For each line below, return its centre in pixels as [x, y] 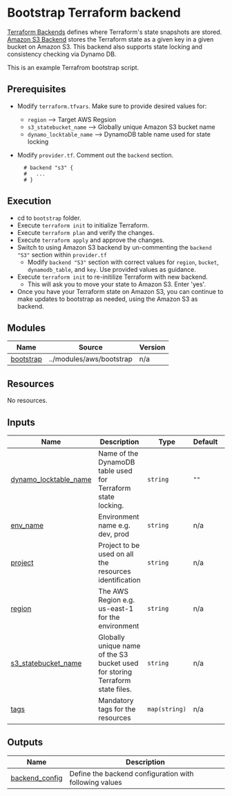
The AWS [114, 591]
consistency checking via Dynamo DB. [62, 54]
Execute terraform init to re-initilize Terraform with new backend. [113, 277]
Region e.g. [117, 600]
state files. [115, 689]
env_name [27, 525]
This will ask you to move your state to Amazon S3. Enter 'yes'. [116, 284]
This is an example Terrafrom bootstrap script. [73, 67]
